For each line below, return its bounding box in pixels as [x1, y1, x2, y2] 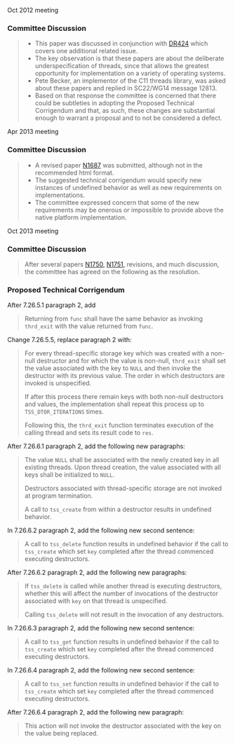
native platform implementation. [34, 213, 127, 222]
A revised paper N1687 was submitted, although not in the [34, 161, 203, 169]
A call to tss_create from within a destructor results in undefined [24, 505, 212, 514]
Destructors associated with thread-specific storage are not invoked [24, 484, 222, 493]
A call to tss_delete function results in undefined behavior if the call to [24, 540, 229, 548]
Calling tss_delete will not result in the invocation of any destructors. [24, 610, 224, 619]
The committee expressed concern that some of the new [34, 198, 200, 206]
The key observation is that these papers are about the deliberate [34, 54, 224, 62]
